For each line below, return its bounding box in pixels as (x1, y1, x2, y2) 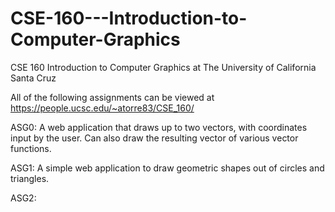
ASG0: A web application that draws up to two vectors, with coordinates (10, 121, 308, 133)
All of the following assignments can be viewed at (10, 91, 215, 103)
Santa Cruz (10, 72, 57, 84)
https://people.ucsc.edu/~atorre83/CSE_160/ (10, 102, 195, 114)
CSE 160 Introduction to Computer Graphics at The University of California (10, 61, 317, 73)
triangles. (10, 172, 50, 184)
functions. (10, 142, 52, 154)
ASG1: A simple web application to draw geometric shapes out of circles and (10, 162, 325, 174)
